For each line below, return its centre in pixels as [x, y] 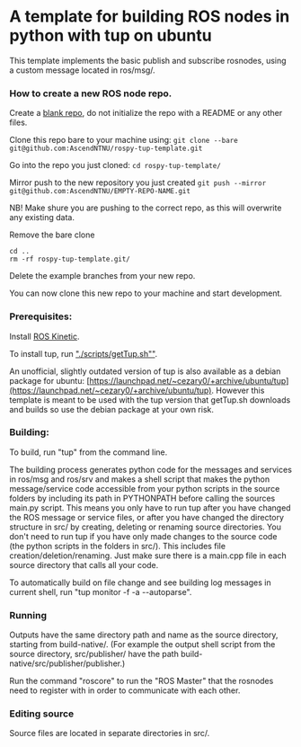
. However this [238, 390]
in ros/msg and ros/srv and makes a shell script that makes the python [140, 479]
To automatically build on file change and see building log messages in [140, 582]
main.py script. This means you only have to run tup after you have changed [150, 507]
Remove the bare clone [52, 235]
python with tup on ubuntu [111, 36]
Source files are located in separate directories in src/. [110, 734]
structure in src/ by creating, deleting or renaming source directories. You [145, 527]
